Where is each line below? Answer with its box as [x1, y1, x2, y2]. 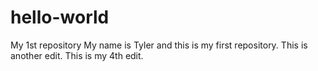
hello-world [10, 6, 110, 29]
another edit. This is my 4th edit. [10, 49, 144, 61]
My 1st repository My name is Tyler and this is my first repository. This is [10, 39, 308, 51]
